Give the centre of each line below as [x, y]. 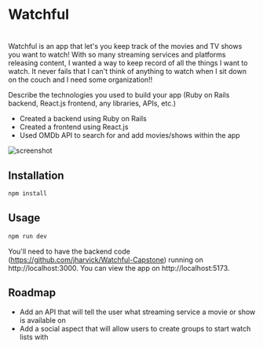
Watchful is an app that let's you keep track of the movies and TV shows [125, 46]
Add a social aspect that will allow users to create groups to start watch [135, 328]
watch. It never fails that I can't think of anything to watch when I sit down [128, 72]
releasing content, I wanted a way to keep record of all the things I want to [128, 63]
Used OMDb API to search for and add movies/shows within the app [130, 135]
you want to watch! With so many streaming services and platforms [117, 55]
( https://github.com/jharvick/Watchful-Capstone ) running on [106, 259]
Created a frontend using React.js [74, 127]
